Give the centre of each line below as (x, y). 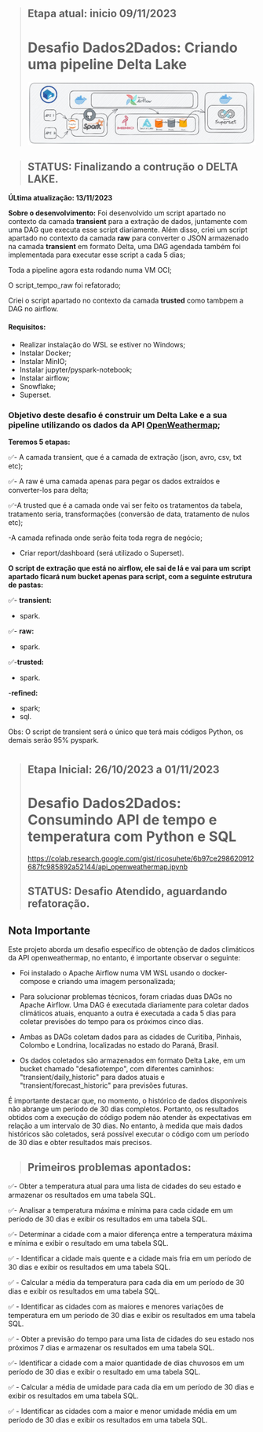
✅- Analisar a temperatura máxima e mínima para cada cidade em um (121, 1210)
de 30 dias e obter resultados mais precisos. (80, 1143)
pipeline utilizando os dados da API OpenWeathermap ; (115, 424)
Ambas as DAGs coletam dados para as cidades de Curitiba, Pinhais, (130, 1037)
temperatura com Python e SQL (132, 837)
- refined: (23, 692)
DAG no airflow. (33, 309)
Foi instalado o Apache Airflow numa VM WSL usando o (110, 973)
